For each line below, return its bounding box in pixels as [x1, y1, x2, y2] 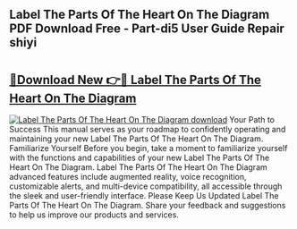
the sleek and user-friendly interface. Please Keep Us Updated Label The [9, 191, 279, 200]
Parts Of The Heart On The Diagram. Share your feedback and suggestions [9, 200, 286, 210]
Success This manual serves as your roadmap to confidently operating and [9, 124, 286, 134]
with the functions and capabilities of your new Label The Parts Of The [9, 152, 270, 163]
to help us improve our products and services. [9, 209, 179, 220]
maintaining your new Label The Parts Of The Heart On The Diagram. [9, 133, 264, 144]
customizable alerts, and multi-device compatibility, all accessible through [9, 181, 283, 191]
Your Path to [229, 114, 276, 124]
